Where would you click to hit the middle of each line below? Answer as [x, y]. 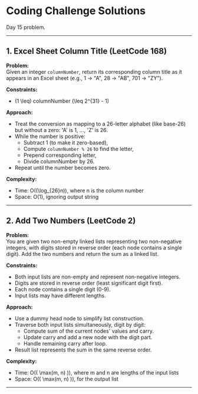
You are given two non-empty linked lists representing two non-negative [94, 241]
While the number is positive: [50, 136]
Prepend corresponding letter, [60, 155]
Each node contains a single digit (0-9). [62, 289]
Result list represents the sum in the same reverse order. [83, 350]
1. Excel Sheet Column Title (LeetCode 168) [86, 51]
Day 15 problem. [26, 27]
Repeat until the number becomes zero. [62, 168]
